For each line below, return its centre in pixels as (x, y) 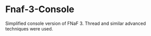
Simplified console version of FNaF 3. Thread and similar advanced (76, 23)
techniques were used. (29, 28)
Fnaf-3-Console (40, 9)
